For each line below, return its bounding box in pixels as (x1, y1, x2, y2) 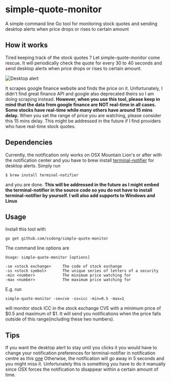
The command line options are (5, 245, 70, 251)
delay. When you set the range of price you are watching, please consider (5, 112, 162, 118)
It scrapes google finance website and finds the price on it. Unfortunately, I (5, 85, 163, 91)
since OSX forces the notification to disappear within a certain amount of (5, 366, 159, 372)
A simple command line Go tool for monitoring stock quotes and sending (5, 20, 158, 27)
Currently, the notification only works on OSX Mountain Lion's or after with (5, 152, 162, 158)
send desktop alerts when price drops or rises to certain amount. (5, 65, 142, 71)
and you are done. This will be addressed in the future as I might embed (5, 181, 159, 187)
